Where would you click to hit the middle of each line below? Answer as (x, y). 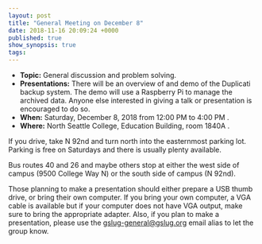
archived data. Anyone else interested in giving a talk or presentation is (136, 101)
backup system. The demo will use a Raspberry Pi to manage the (126, 92)
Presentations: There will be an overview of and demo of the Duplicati (135, 83)
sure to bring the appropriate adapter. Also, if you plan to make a (114, 214)
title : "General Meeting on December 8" (76, 23)
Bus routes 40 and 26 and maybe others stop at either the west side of (124, 165)
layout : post (30, 15)
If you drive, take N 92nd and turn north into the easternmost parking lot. (127, 141)
